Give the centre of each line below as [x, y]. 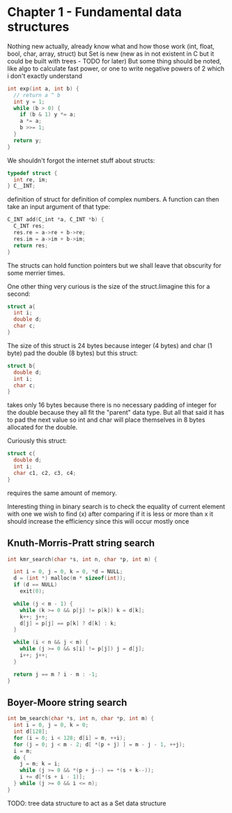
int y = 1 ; [29, 102]
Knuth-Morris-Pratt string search [81, 544]
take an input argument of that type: [59, 207]
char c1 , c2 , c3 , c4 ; [45, 473]
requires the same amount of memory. [62, 493]
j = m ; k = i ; [40, 764]
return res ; [31, 245]
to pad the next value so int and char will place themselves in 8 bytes [106, 420]
